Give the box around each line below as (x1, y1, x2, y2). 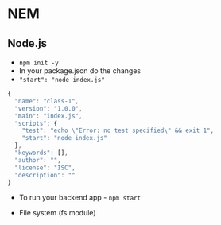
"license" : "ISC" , (14, 164, 76, 172)
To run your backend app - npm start (18, 192, 141, 203)
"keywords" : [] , (14, 149, 68, 157)
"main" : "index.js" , (14, 112, 83, 120)
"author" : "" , (14, 156, 61, 164)
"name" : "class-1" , (14, 97, 79, 105)
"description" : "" (14, 171, 76, 179)
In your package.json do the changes (18, 66, 141, 76)
